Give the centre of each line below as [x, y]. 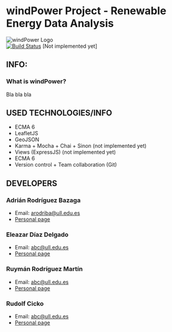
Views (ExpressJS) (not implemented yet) [65, 152]
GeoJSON [27, 139]
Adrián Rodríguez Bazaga [43, 200]
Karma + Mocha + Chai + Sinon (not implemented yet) [80, 146]
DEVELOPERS [32, 183]
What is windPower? [36, 82]
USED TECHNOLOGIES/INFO [59, 113]
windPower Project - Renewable [86, 11]
